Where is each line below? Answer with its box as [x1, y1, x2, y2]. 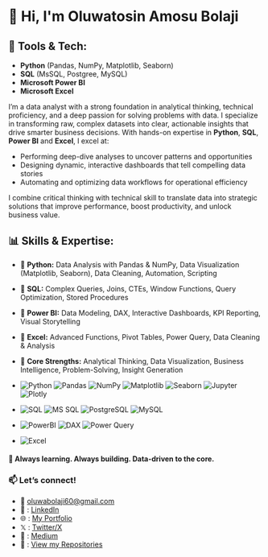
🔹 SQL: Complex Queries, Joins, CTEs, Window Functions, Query [19, 283, 237, 293]
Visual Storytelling [19, 316, 80, 326]
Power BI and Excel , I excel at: [8, 136, 109, 146]
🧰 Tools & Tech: [8, 39, 87, 53]
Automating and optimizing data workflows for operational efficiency [19, 177, 248, 187]
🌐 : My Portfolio [19, 513, 72, 522]
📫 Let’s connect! [8, 475, 76, 486]
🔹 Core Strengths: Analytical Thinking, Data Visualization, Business [19, 356, 244, 365]
